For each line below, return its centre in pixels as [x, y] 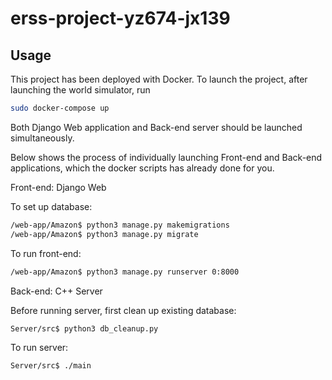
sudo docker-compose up [60, 108]
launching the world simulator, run [80, 90]
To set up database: [51, 206]
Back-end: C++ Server [56, 291]
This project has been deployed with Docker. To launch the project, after [159, 79]
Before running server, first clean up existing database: [123, 310]
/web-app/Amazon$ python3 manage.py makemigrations [120, 225]
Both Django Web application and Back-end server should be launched [156, 127]
